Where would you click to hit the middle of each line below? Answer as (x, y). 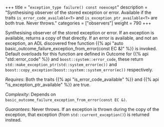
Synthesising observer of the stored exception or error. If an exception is (80, 33)
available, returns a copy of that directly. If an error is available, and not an (82, 38)
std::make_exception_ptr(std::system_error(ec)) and (61, 64)
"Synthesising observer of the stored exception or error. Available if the (78, 12)
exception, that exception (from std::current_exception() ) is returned (77, 115)
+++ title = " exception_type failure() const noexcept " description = (77, 7)
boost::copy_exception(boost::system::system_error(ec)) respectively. (79, 70)
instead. (13, 120)
